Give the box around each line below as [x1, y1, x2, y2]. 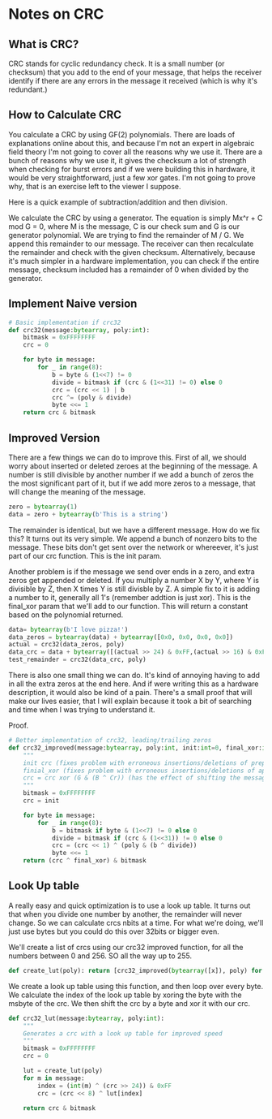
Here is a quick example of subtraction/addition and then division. [8, 197, 228, 207]
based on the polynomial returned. [8, 610, 124, 620]
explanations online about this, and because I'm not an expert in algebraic [8, 138, 255, 148]
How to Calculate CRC [8, 108, 122, 122]
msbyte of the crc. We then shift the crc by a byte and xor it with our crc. [8, 998, 251, 1008]
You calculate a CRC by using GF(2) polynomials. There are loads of [8, 129, 236, 139]
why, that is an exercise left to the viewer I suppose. [8, 181, 181, 191]
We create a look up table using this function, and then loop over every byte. [8, 981, 264, 991]
